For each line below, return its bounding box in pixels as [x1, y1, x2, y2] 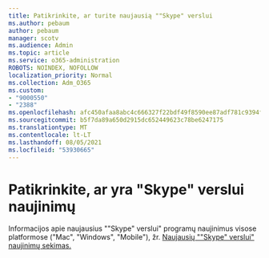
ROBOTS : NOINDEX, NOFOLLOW [8, 64, 98, 72]
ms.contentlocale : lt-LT [8, 131, 91, 139]
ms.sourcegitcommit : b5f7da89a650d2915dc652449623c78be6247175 [8, 116, 224, 124]
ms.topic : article [8, 49, 70, 57]
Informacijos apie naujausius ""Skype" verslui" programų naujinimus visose [8, 224, 257, 233]
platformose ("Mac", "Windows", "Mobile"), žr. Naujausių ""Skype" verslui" [8, 232, 255, 242]
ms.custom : [8, 86, 45, 95]
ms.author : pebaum [8, 19, 70, 27]
